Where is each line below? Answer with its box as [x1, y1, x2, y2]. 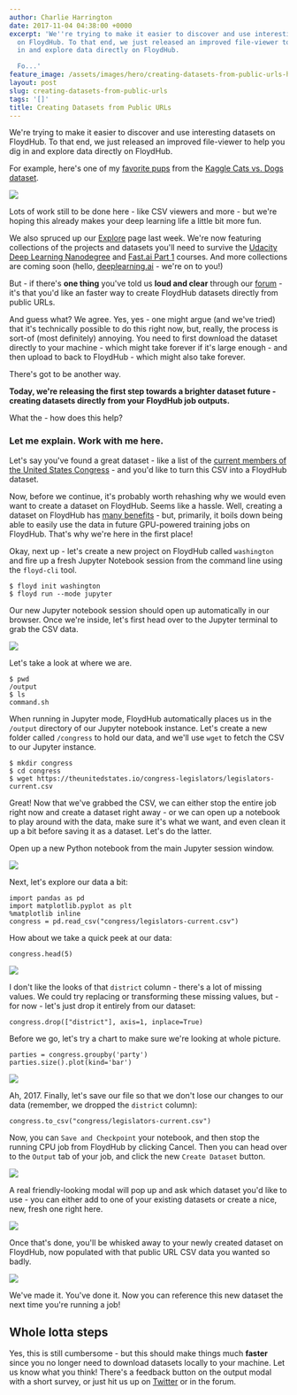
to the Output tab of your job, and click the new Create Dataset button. [9, 1151, 266, 1161]
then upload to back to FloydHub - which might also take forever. [9, 351, 246, 363]
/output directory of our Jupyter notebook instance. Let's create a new [9, 722, 268, 733]
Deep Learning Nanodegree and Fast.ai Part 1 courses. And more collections [9, 251, 288, 262]
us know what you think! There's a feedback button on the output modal [9, 1367, 272, 1377]
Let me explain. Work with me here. [9, 435, 164, 447]
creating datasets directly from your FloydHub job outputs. [9, 396, 230, 406]
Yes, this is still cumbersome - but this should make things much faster [9, 1348, 268, 1359]
